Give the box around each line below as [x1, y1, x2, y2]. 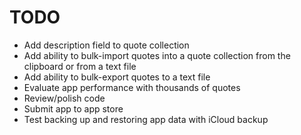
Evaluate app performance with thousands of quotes [23, 81, 241, 93]
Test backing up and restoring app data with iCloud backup [23, 113, 269, 125]
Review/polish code [23, 92, 106, 104]
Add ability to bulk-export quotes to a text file [23, 71, 211, 83]
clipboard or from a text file [23, 60, 137, 72]
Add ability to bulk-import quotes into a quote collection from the [23, 49, 291, 61]
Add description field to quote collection [23, 39, 190, 51]
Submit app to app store [23, 102, 124, 115]
